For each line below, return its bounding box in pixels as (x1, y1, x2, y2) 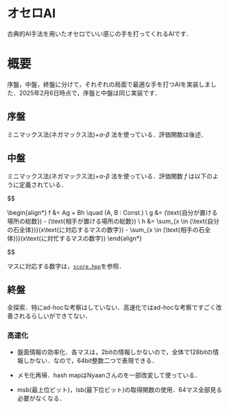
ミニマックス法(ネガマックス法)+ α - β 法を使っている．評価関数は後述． (7, 130, 207, 139)
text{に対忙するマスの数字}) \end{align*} (27, 234, 143, 242)
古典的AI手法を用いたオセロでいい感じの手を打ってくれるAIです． (7, 30, 193, 38)
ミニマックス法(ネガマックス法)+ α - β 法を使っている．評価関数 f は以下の (7, 172, 213, 180)
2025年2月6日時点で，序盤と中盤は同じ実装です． (19, 89, 161, 97)
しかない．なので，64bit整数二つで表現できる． (23, 356, 158, 364)
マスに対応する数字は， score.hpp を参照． (7, 261, 125, 270)
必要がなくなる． (16, 394, 66, 402)
